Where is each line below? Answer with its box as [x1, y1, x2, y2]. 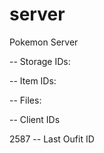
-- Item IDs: [9, 74, 57, 87]
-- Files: [9, 94, 42, 106]
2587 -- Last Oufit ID [9, 133, 95, 145]
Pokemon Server [9, 36, 79, 48]
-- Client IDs [9, 113, 61, 125]
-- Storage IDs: [9, 55, 71, 67]
